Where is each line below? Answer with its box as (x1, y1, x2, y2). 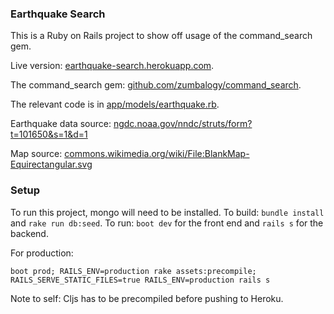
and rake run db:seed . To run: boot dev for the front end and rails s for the (10, 217, 324, 229)
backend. (10, 227, 49, 239)
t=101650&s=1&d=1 (10, 128, 88, 141)
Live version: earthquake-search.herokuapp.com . (10, 60, 215, 72)
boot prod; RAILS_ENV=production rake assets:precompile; (10, 266, 257, 276)
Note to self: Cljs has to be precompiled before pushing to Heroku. (10, 292, 284, 304)
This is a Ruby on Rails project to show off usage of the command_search (10, 30, 313, 42)
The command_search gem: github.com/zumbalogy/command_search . (10, 79, 302, 91)
